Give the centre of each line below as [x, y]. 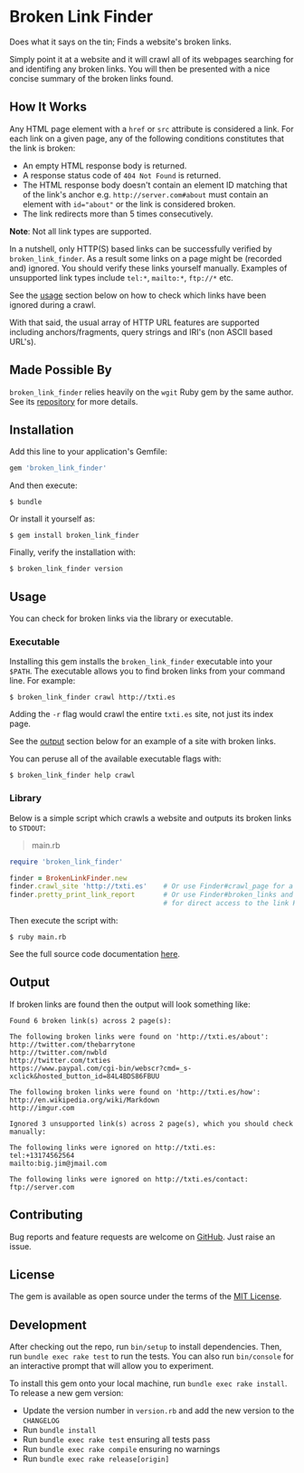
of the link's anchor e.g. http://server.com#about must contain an [145, 194]
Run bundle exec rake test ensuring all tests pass [116, 1440]
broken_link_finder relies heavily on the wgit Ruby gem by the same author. [152, 392]
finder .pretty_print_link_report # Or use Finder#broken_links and [152, 895]
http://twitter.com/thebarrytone [72, 1044]
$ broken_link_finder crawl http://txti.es [93, 698]
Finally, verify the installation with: [72, 552]
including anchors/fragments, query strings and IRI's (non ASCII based [141, 331]
